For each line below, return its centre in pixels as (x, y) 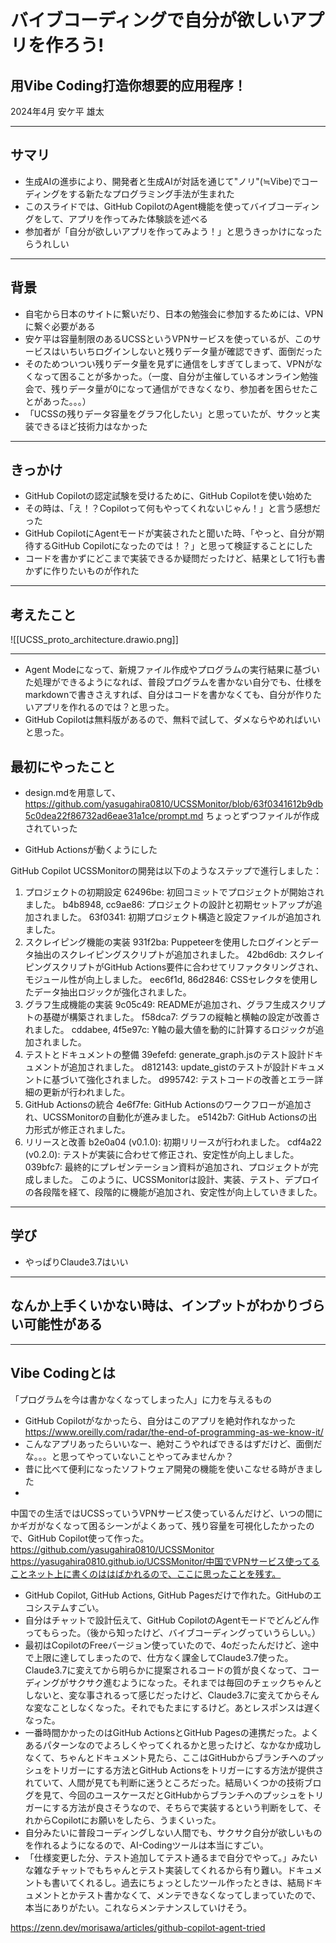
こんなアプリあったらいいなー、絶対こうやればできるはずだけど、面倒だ (173, 1443)
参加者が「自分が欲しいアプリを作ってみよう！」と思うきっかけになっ (169, 231)
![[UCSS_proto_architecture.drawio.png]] (94, 640)
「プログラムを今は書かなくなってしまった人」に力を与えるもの (141, 1399)
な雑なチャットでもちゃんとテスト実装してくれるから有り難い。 (156, 1870)
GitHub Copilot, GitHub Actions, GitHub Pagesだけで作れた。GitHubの (168, 1595)
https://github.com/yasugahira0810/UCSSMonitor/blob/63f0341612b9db (174, 804)
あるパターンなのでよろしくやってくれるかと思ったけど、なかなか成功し (173, 1745)
